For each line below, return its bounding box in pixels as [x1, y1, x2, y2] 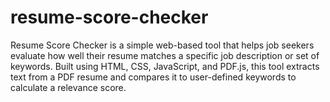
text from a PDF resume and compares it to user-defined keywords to [10, 71, 297, 83]
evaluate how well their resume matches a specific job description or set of [10, 49, 320, 61]
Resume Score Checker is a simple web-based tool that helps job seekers [10, 39, 315, 51]
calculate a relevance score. [10, 81, 127, 93]
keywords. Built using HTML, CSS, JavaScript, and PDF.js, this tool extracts [10, 60, 320, 72]
